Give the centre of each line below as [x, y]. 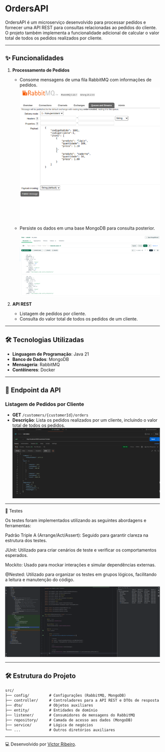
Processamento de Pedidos [41, 70]
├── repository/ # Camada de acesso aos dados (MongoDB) [69, 720]
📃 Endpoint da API [33, 390]
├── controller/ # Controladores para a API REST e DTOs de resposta [82, 700]
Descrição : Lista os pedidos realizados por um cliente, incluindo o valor [85, 420]
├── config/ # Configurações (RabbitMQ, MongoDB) [66, 695]
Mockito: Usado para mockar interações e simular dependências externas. [81, 565]
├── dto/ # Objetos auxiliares [49, 705]
